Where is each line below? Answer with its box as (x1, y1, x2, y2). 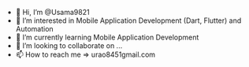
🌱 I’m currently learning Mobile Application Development (15, 32, 199, 42)
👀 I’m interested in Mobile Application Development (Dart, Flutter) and (15, 16, 242, 25)
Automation (15, 24, 54, 33)
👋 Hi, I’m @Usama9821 (15, 8, 90, 17)
